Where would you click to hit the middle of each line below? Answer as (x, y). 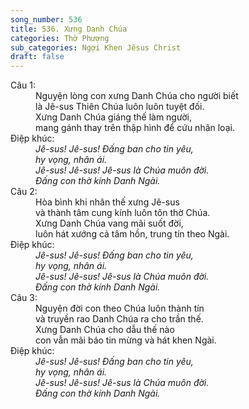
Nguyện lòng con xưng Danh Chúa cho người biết (137, 96)
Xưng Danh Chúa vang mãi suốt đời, (109, 223)
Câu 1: (23, 85)
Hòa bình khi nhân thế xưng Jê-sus (107, 202)
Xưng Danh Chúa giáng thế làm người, (113, 117)
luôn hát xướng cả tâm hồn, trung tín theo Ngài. (132, 234)
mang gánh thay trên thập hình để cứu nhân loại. (135, 128)
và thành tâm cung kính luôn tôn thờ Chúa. (123, 213)
